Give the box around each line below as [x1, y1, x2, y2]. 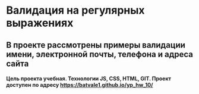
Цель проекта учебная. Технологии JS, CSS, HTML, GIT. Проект [6, 75, 172, 82]
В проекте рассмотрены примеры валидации [6, 40, 186, 50]
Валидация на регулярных [6, 4, 145, 17]
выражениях [6, 16, 74, 30]
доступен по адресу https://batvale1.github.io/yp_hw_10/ [6, 82, 153, 89]
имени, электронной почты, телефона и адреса [6, 49, 194, 59]
